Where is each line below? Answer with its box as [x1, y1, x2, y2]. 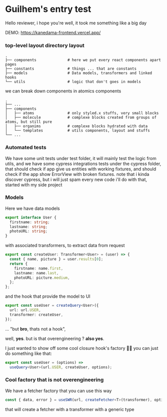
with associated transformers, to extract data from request [5, 243, 125, 249]
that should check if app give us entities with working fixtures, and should [5, 166, 157, 172]
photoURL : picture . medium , [14, 275, 70, 280]
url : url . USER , [9, 308, 41, 313]
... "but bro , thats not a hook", [5, 326, 66, 332]
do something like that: [5, 350, 52, 356]
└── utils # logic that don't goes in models [5, 80, 141, 84]
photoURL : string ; [9, 229, 48, 234]
